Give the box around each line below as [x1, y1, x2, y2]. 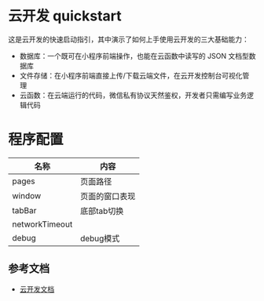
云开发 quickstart [8, 7, 122, 25]
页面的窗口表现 [79, 190, 136, 201]
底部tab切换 [79, 205, 124, 216]
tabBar [12, 205, 37, 216]
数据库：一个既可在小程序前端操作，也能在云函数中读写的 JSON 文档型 [19, 51, 249, 60]
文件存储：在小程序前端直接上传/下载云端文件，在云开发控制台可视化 [19, 71, 243, 80]
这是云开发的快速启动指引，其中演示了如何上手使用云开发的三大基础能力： [8, 34, 249, 44]
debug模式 [79, 233, 120, 244]
